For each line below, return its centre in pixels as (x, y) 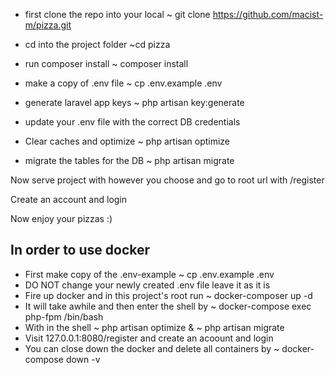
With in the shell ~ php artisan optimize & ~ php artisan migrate (154, 327)
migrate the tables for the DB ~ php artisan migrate (129, 160)
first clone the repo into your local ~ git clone (117, 14)
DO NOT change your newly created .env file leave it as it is (147, 285)
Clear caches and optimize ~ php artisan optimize (127, 141)
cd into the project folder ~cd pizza (97, 44)
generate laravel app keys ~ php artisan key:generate (134, 102)
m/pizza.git (48, 25)
